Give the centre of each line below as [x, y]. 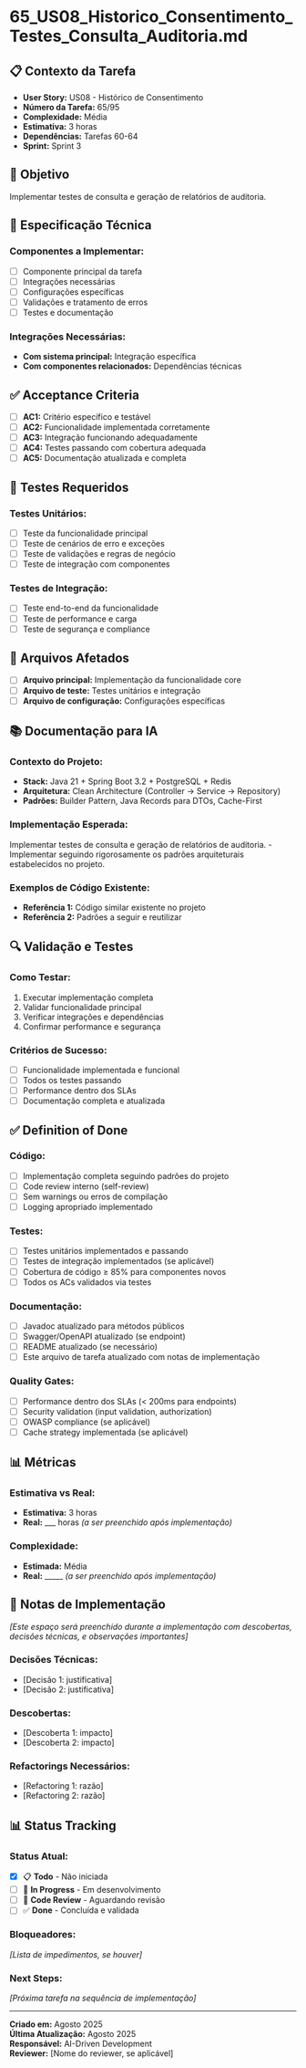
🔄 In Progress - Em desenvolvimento [92, 1890]
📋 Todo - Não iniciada [65, 1876]
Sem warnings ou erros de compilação [95, 1196]
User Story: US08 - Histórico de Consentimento [113, 97]
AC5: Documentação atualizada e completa [104, 458]
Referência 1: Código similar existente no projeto [114, 907]
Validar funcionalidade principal [82, 1007]
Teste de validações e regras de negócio [99, 554]
